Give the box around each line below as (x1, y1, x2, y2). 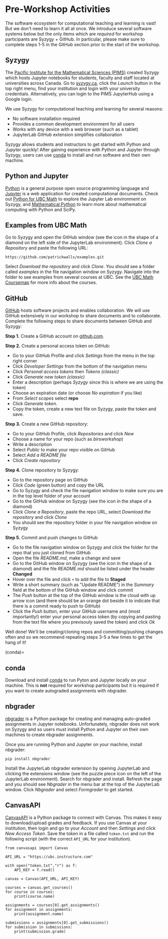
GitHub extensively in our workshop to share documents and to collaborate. (5, 313, 161, 319)
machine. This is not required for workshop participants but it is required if (5, 682, 159, 688)
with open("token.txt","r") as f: (5, 863, 78, 868)
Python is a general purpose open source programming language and (5, 185, 149, 191)
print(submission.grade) (14, 929, 66, 934)
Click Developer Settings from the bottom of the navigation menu (12, 363, 147, 370)
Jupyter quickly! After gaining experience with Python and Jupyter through (5, 147, 160, 153)
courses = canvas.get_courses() (5, 885, 73, 890)
